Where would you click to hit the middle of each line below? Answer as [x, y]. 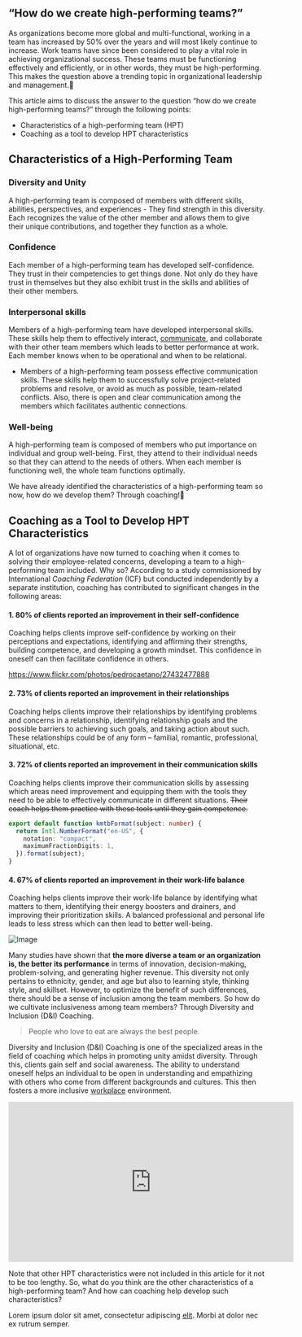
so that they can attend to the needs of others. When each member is [125, 462]
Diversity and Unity [48, 182]
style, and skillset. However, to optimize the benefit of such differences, [129, 990]
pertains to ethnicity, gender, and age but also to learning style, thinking [129, 981]
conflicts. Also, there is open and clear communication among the [131, 397]
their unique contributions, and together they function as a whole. [118, 226]
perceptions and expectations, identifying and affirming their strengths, [128, 641]
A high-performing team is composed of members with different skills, [126, 200]
